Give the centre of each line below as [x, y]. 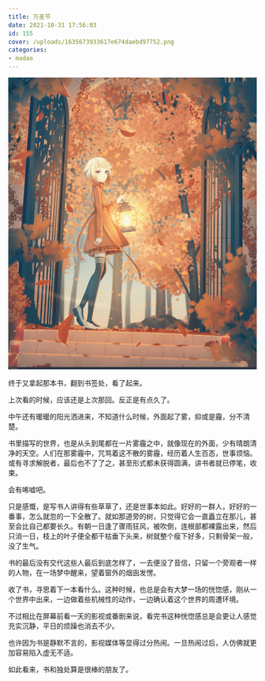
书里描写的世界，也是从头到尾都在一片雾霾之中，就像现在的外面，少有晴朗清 [132, 443]
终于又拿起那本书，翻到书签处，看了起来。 [77, 383]
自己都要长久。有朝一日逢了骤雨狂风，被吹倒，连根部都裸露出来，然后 [143, 526]
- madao [21, 58]
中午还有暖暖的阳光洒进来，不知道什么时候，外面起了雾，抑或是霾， [119, 417]
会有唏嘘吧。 [29, 490]
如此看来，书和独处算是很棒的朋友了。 [70, 670]
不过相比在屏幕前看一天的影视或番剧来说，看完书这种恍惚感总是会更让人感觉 [132, 616]
